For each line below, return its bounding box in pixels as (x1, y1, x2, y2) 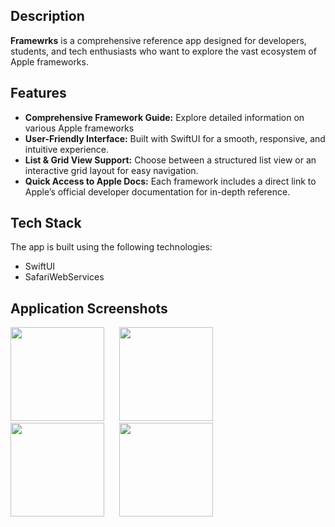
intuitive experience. (24, 143, 110, 155)
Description (10, 8, 85, 25)
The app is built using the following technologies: (10, 241, 213, 253)
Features (10, 85, 67, 102)
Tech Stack (10, 215, 82, 232)
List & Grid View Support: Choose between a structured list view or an (24, 154, 317, 166)
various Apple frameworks (24, 122, 135, 134)
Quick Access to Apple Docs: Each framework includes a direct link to (24, 175, 317, 187)
